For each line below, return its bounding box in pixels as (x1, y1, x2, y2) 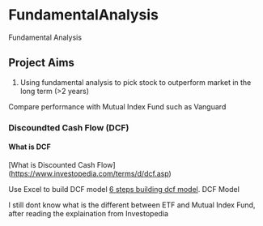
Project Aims (8, 56, 75, 70)
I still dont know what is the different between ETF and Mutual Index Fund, (8, 200, 256, 210)
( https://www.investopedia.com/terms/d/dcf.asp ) (8, 168, 172, 178)
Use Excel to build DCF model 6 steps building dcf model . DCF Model (8, 184, 240, 194)
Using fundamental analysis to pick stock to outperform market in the (19, 77, 252, 87)
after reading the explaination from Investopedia (8, 208, 168, 218)
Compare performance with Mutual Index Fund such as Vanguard (8, 101, 227, 111)
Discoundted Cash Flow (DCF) (8, 122, 129, 133)
